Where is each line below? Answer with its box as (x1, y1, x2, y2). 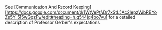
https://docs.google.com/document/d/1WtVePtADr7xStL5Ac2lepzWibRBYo (6, 9, 157, 15)
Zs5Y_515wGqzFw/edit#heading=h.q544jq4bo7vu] (5, 15, 108, 20)
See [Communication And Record (5, 4, 72, 10)
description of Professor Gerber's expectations (5, 19, 100, 25)
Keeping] (73, 4, 92, 10)
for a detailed (108, 15, 136, 20)
